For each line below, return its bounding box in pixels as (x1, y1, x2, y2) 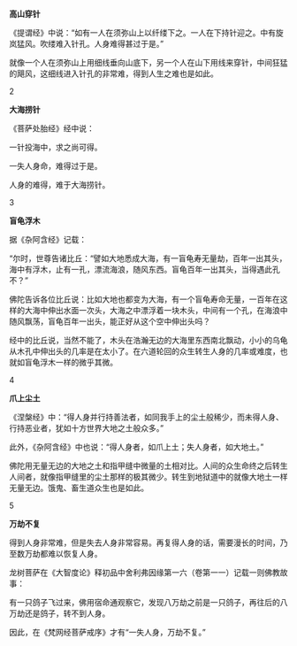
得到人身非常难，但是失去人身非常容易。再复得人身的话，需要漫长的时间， (9, 537, 280, 548)
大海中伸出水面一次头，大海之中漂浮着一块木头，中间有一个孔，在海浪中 (24, 305, 288, 315)
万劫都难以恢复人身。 (24, 549, 103, 558)
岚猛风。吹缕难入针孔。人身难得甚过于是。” (9, 39, 164, 49)
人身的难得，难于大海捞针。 (9, 180, 110, 189)
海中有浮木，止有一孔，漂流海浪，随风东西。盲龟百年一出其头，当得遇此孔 (9, 265, 280, 274)
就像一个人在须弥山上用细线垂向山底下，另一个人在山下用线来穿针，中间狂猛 (9, 58, 288, 67)
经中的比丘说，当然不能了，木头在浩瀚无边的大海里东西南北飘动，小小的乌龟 (9, 335, 288, 345)
